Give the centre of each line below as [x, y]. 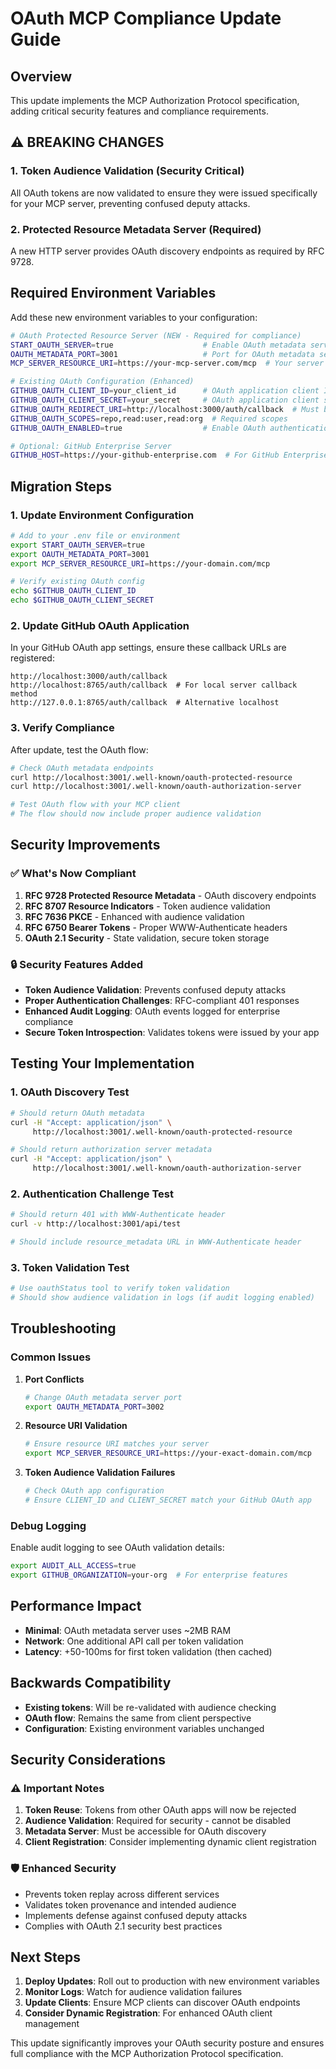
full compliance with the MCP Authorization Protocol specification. [147, 2054]
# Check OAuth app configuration [94, 1491]
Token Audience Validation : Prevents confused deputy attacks [155, 990]
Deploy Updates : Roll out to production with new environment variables [172, 1981]
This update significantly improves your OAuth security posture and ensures [167, 2043]
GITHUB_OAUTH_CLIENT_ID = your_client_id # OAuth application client [165, 391]
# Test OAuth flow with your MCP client [96, 805]
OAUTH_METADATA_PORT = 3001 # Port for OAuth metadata [162, 354]
